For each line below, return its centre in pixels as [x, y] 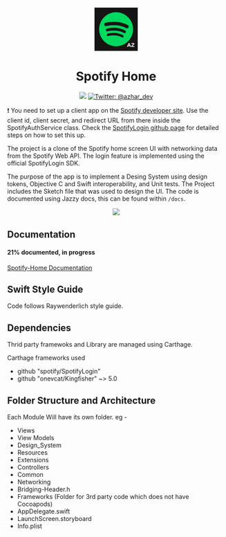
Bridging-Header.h [44, 489]
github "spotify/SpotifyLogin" [59, 372]
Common [30, 474]
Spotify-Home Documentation [50, 268]
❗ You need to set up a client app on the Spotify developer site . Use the [108, 110]
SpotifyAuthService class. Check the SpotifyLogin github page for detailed [113, 127]
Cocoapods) [35, 504]
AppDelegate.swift [44, 511]
